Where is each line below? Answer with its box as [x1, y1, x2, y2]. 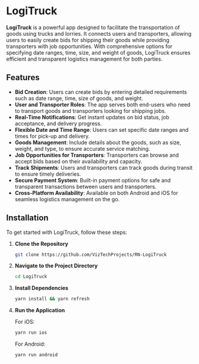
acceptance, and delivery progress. [14, 120, 102, 127]
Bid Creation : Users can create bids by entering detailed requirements [14, 88, 187, 96]
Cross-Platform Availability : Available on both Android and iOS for [14, 189, 178, 197]
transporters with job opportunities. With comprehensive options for [6, 43, 173, 50]
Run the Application [14, 307, 65, 314]
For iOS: [14, 318, 35, 325]
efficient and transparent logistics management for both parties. [6, 55, 163, 62]
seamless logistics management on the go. [14, 195, 120, 202]
